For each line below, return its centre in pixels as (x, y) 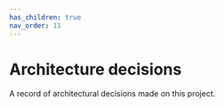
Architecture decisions (96, 69)
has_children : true (45, 17)
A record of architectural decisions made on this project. (112, 94)
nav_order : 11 (36, 26)
